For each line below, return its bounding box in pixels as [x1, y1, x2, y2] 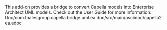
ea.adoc [5, 20, 22, 26]
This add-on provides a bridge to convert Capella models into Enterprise [5, 4, 154, 10]
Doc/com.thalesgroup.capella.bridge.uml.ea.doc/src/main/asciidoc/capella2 [5, 15, 162, 20]
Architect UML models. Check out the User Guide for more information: [5, 9, 152, 15]
